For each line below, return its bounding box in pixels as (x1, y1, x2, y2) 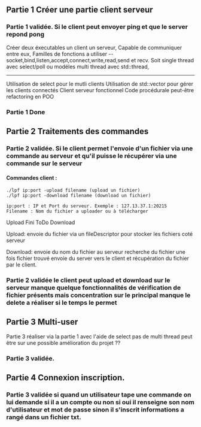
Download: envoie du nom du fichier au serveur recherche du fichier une (6, 249, 185, 256)
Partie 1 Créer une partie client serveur (6, 5, 154, 15)
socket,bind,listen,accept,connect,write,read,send (6, 56, 130, 63)
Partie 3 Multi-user (6, 317, 78, 327)
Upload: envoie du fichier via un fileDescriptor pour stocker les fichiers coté (6, 231, 193, 238)
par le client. (6, 261, 37, 268)
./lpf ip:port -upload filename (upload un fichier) (6, 187, 141, 193)
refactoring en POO (6, 93, 54, 100)
